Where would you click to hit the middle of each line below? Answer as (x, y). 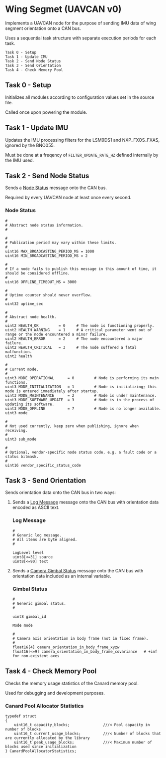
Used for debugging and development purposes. (55, 693)
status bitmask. (22, 457)
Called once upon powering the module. (46, 112)
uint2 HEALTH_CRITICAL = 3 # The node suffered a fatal (71, 347)
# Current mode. (22, 369)
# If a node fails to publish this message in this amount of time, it (81, 269)
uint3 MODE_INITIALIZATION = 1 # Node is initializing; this (81, 387)
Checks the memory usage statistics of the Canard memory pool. (72, 683)
